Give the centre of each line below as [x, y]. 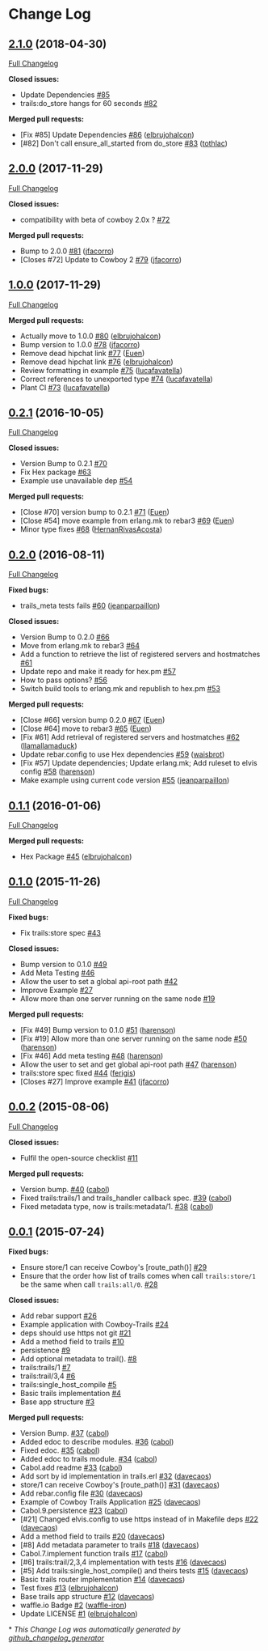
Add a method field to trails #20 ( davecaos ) [92, 1536]
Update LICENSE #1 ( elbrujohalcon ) [79, 1613]
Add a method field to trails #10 [72, 1341]
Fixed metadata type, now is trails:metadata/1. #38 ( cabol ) [117, 1206]
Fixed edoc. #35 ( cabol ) [60, 1450]
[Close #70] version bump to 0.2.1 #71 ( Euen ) [94, 512]
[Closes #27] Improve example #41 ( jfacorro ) [94, 1081]
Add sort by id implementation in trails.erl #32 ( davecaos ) [116, 1476]
